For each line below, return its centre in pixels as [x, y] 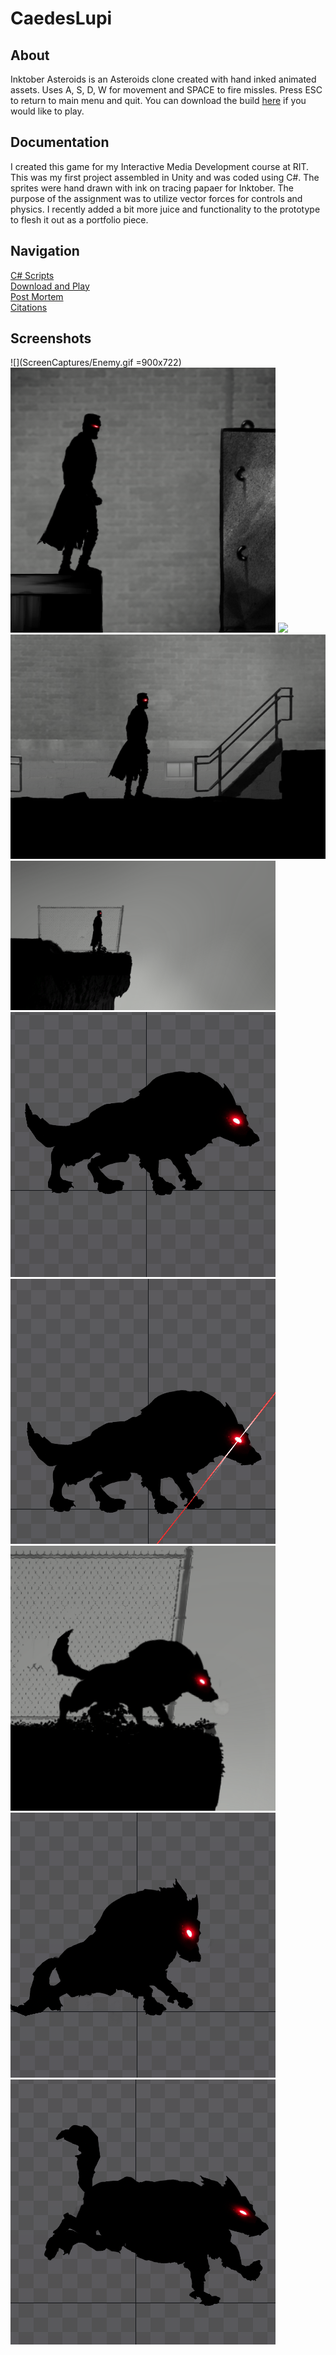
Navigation [45, 251]
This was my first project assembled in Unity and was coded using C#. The [165, 177]
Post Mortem [37, 296]
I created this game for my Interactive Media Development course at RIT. [160, 166]
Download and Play [50, 286]
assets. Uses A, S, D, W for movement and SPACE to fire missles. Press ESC [166, 90]
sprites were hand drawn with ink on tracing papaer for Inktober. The [152, 188]
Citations [29, 307]
